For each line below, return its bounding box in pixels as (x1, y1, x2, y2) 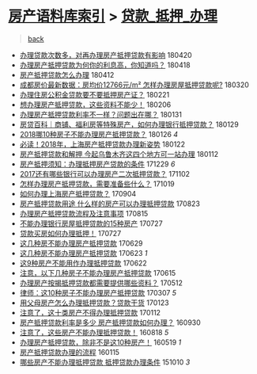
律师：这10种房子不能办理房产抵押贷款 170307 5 (19, 288, 176, 297)
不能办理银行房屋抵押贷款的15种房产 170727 (19, 219, 164, 228)
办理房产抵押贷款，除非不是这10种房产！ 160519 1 (19, 338, 182, 347)
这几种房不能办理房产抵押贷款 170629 (19, 239, 143, 248)
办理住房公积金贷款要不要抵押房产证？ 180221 (19, 90, 170, 99)
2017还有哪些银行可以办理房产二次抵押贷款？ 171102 (19, 169, 191, 178)
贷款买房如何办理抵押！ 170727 (19, 228, 122, 238)
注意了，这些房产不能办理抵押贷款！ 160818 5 (19, 327, 169, 337)
